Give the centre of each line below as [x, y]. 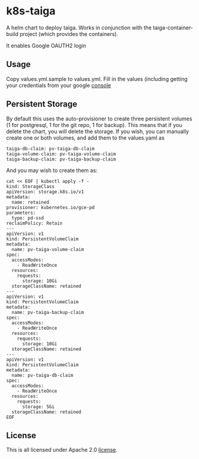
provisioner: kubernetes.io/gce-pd [50, 207]
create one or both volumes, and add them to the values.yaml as [85, 138]
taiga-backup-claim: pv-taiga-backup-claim [61, 159]
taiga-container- [173, 28]
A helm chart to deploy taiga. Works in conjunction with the [79, 28]
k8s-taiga [31, 11]
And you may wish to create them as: [52, 170]
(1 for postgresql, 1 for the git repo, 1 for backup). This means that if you [94, 125]
